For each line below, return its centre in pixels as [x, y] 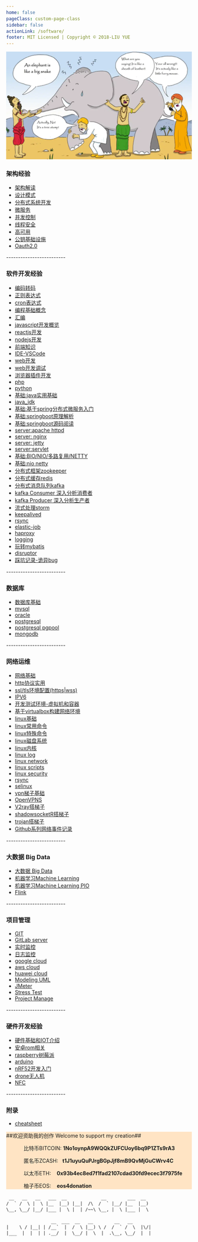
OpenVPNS [28, 800]
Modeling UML [33, 979]
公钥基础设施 [30, 240]
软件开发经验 [24, 274]
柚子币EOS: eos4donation [58, 1186]
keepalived [28, 514]
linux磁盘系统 [31, 741]
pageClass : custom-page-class [43, 19]
